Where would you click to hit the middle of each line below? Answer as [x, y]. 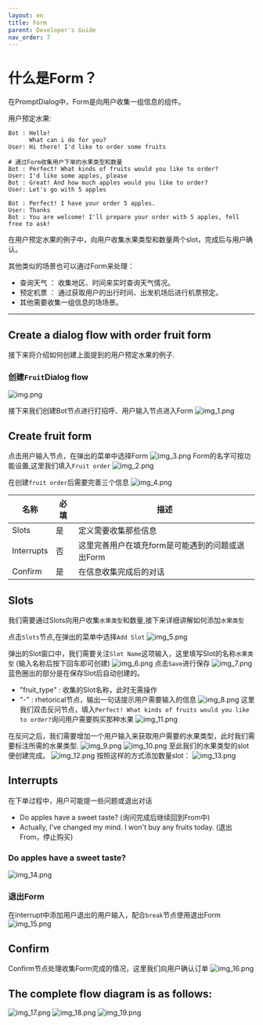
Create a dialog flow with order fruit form [110, 335]
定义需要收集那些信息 [117, 531]
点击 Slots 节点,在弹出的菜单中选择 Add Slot [77, 637]
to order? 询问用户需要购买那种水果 [77, 719]
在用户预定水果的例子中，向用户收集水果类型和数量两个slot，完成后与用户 [127, 239]
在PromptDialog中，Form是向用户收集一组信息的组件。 [97, 102]
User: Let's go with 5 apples [58, 190]
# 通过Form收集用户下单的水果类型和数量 [65, 162]
